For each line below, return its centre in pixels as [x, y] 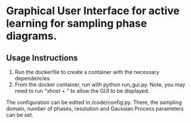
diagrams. [32, 36]
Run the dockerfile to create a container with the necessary [87, 72]
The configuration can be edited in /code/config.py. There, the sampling [94, 102]
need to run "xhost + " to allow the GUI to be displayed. [82, 91]
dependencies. [33, 78]
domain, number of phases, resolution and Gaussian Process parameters [95, 109]
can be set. [20, 115]
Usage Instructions [42, 58]
